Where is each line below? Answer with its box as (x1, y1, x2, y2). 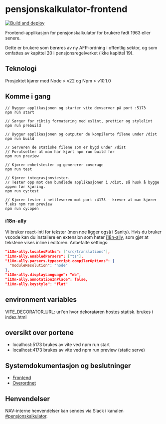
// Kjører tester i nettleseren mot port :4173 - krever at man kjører (5, 197, 157, 202)
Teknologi (5, 64, 37, 73)
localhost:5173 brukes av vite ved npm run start (12, 342, 110, 348)
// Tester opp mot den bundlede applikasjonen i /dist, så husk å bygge (5, 180, 160, 185)
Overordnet (12, 380, 36, 386)
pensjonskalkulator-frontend (5, 3, 128, 15)
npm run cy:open (5, 206, 39, 211)
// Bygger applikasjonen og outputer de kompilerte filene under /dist (5, 131, 157, 137)
